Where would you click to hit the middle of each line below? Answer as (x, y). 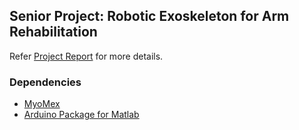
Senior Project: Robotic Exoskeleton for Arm (149, 16)
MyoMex (42, 104)
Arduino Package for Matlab (81, 115)
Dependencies (45, 82)
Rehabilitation (53, 32)
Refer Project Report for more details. (86, 56)
